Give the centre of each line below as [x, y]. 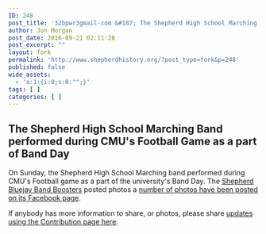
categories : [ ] [35, 97]
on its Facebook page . [45, 198]
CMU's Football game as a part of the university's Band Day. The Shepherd [131, 181]
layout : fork [30, 52]
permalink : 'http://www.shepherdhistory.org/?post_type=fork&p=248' [124, 60]
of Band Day [39, 153]
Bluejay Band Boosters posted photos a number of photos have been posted [133, 190]
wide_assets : [30, 75]
